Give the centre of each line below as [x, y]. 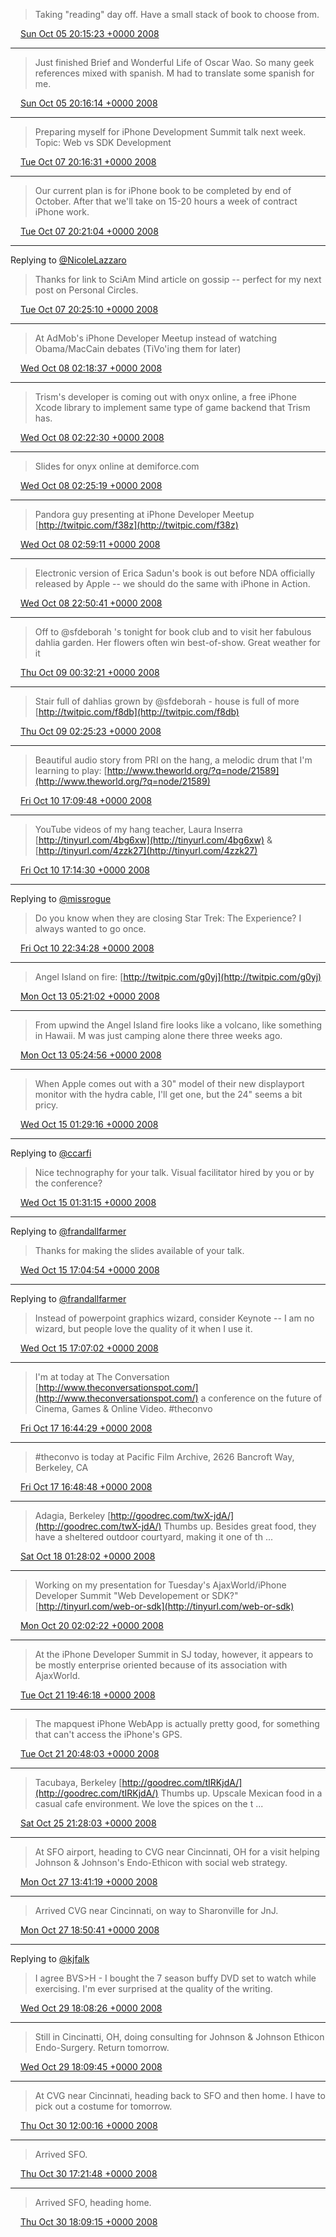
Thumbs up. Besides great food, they [240, 1526]
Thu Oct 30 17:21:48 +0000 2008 [88, 2173]
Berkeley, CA [61, 1467]
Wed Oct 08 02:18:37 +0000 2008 [91, 368]
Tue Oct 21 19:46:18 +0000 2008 [87, 1695]
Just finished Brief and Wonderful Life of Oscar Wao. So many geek [174, 62]
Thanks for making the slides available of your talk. [139, 1250]
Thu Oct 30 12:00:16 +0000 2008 [88, 2125]
